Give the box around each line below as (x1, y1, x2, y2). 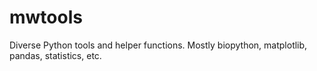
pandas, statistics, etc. (9, 49, 102, 61)
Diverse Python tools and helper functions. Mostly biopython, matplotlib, (9, 39, 308, 51)
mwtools (9, 6, 83, 29)
